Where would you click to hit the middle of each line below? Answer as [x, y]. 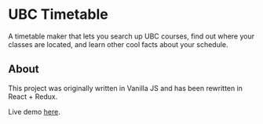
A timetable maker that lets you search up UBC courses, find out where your [131, 36]
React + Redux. [33, 97]
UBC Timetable [58, 15]
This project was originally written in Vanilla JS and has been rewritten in [126, 88]
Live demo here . [35, 111]
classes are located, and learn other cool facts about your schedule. [119, 44]
